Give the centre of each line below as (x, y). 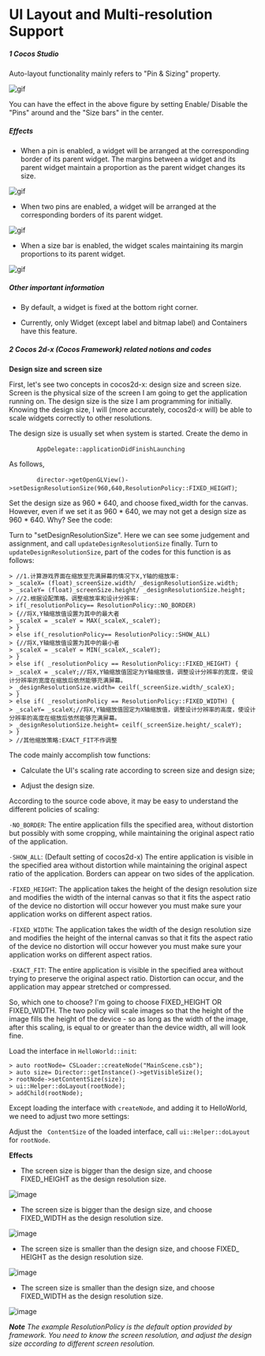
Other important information (57, 287)
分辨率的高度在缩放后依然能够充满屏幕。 (65, 718)
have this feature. (49, 331)
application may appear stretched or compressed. (90, 987)
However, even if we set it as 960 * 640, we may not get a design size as (128, 512)
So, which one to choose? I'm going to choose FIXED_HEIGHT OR (116, 1003)
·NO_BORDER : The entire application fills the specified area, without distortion (131, 825)
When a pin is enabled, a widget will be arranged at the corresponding (134, 151)
